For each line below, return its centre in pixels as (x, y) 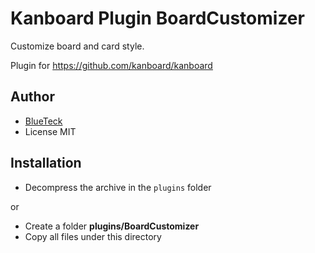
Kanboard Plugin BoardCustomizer (157, 18)
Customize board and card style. (77, 46)
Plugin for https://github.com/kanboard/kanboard (111, 65)
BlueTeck (43, 121)
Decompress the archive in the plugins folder (118, 187)
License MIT (50, 131)
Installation (46, 163)
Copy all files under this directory (93, 236)
